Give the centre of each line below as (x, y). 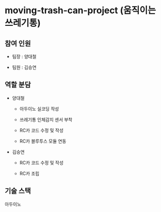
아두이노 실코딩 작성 (39, 109)
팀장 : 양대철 (24, 57)
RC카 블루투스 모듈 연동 (43, 141)
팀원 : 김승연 (24, 67)
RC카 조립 (30, 173)
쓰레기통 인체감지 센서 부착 (46, 119)
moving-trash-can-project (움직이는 (80, 10)
